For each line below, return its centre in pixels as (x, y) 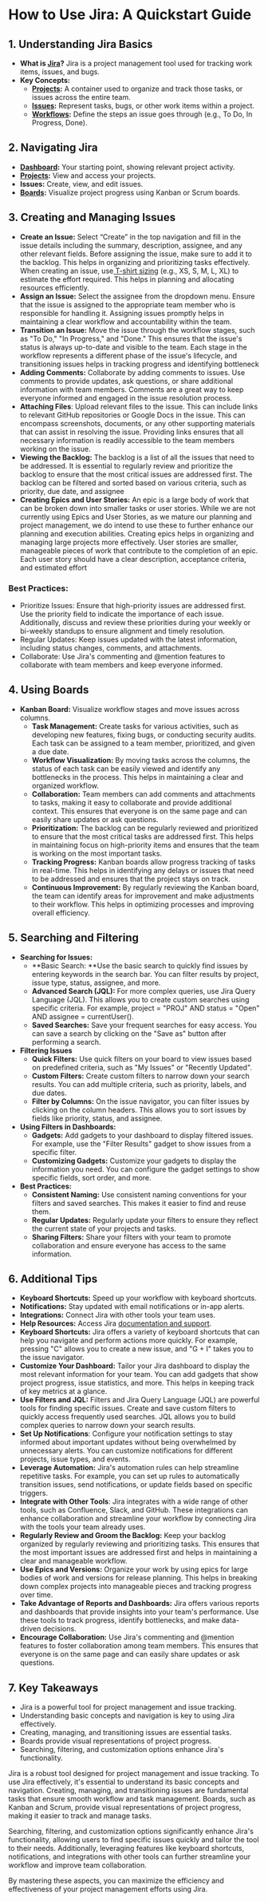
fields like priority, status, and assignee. (97, 1118)
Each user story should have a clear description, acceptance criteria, (133, 559)
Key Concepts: (45, 80)
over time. (36, 1595)
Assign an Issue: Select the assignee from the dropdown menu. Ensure (137, 296)
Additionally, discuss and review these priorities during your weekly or (135, 622)
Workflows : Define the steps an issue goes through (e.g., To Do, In (142, 114)
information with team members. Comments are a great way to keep (132, 389)
